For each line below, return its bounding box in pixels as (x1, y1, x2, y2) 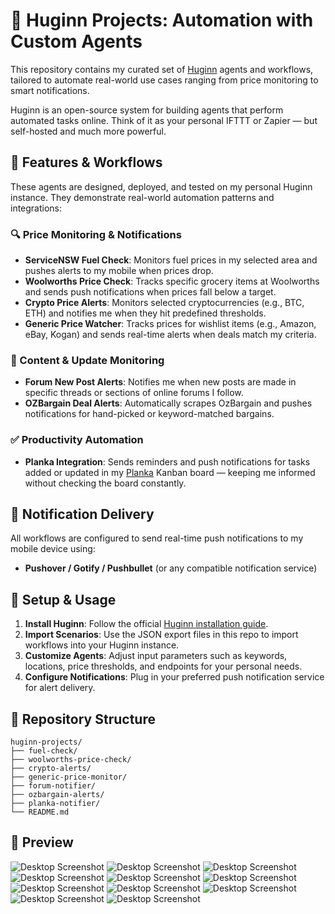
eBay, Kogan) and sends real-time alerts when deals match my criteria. (24, 329, 317, 341)
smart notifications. (10, 84, 90, 96)
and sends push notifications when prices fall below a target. (24, 286, 277, 298)
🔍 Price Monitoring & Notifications (10, 227, 182, 241)
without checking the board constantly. (24, 477, 187, 489)
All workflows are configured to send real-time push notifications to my (10, 532, 304, 544)
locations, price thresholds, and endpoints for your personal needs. (24, 660, 303, 673)
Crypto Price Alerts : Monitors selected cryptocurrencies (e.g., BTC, (24, 297, 305, 309)
